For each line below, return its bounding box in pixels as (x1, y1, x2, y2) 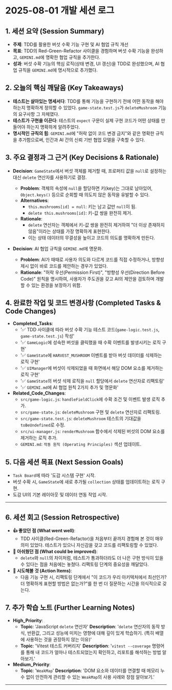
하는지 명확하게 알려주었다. (26, 124, 80, 130)
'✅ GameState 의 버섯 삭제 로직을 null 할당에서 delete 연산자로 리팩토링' (20, 378, 165, 384)
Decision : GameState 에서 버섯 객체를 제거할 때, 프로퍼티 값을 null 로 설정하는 (12, 167, 167, 174)
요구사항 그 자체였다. (18, 111, 60, 117)
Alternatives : (20, 197, 49, 203)
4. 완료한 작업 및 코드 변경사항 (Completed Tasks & (5, 299, 161, 307)
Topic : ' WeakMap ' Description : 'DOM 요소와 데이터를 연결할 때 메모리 (20, 667, 160, 674)
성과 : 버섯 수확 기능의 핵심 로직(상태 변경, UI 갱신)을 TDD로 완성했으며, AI (12, 61, 160, 67)
